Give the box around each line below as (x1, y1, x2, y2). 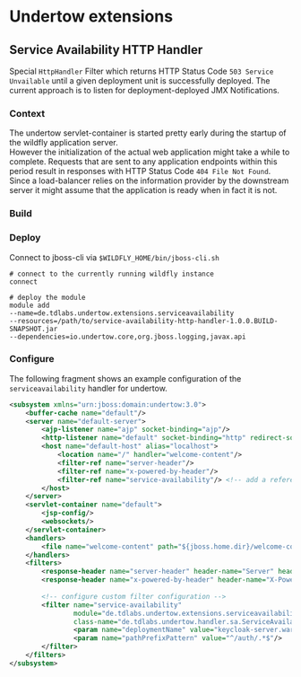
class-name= (73, 617, 118, 626)
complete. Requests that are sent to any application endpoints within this (9, 156, 278, 167)
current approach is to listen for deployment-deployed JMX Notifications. (9, 85, 280, 95)
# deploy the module (9, 293, 87, 302)
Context (9, 107, 46, 119)
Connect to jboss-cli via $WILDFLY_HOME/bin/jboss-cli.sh (9, 251, 219, 262)
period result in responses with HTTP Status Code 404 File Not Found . (9, 166, 271, 177)
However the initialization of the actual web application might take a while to (9, 146, 290, 158)
